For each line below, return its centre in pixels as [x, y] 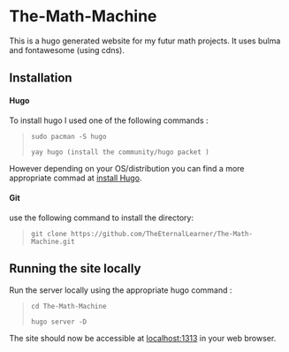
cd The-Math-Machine [68, 306]
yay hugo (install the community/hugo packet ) [120, 152]
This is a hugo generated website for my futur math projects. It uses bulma [145, 41]
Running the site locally [75, 268]
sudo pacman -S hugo [68, 136]
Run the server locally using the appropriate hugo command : [121, 290]
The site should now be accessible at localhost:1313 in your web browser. [143, 338]
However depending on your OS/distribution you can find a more [127, 168]
